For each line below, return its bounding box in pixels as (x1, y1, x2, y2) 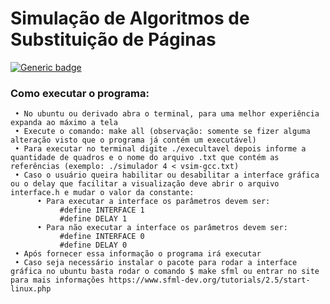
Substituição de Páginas (10, 28, 217, 51)
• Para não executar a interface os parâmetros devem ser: (36, 223, 288, 233)
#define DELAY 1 (59, 214, 128, 224)
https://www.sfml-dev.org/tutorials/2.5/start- (108, 275, 311, 286)
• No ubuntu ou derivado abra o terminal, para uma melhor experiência (14, 109, 320, 119)
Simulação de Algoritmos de (10, 7, 250, 30)
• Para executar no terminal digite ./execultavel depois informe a (14, 144, 307, 154)
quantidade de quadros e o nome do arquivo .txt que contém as (10, 153, 280, 163)
